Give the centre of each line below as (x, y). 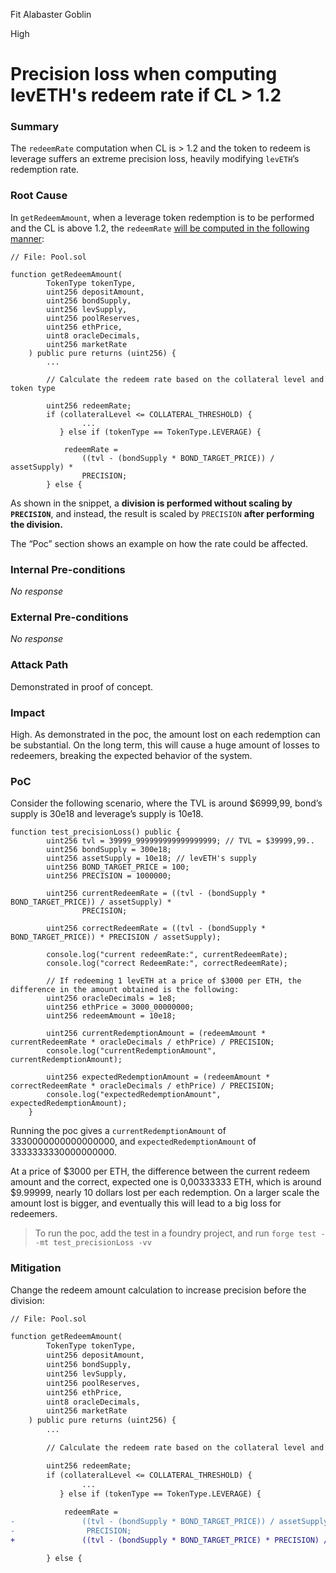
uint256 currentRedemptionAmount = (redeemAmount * (156, 1034)
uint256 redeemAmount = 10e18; (111, 1016)
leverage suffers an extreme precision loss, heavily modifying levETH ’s (155, 159)
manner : (27, 238)
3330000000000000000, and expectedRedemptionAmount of (133, 1141)
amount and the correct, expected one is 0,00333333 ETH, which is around (166, 1182)
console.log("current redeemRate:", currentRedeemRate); (167, 955)
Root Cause (39, 196)
